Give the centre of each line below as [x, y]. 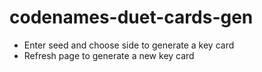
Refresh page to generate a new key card [109, 55]
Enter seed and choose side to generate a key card [129, 45]
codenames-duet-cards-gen [131, 17]
